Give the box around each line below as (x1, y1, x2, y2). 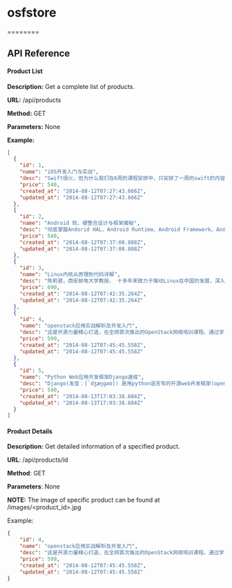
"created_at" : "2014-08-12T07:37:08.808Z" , (19, 239, 147, 246)
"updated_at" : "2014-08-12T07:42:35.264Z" (19, 297, 144, 304)
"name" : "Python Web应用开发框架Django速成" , (19, 374, 145, 381)
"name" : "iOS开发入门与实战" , (19, 168, 99, 175)
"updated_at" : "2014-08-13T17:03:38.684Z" (19, 399, 144, 406)
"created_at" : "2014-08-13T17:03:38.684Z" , (19, 393, 147, 400)
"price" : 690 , (19, 284, 60, 291)
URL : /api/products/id (7, 455, 68, 464)
